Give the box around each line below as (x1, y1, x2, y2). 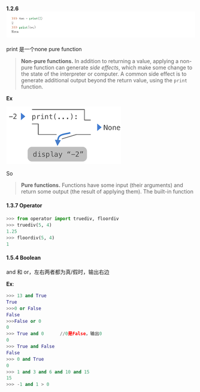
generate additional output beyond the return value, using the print (20, 77, 187, 84)
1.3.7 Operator (6, 201, 43, 209)
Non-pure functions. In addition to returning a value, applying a (20, 58, 179, 65)
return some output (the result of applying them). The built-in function (20, 188, 193, 195)
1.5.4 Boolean (6, 254, 41, 262)
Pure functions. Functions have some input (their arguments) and (20, 182, 184, 189)
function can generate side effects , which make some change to (34, 64, 193, 72)
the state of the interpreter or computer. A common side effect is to (20, 70, 187, 78)
